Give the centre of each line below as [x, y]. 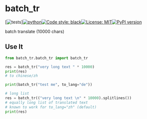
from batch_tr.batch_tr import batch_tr [47, 58]
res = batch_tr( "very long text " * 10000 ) [50, 67]
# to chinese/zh [21, 76]
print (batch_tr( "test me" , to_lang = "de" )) [49, 85]
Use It [14, 47]
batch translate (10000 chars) [35, 31]
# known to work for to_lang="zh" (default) [51, 107]
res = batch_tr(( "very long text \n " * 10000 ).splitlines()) [68, 98]
